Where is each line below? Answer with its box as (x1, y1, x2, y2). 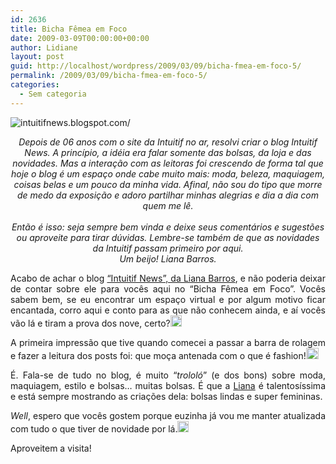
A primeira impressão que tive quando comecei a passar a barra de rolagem (10, 336, 326, 348)
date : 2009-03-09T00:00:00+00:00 (10, 33, 150, 43)
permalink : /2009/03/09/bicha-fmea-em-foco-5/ (10, 71, 208, 81)
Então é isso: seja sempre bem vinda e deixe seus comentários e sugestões (11, 221, 325, 233)
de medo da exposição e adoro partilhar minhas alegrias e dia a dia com (17, 189, 319, 201)
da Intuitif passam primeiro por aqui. (92, 242, 244, 254)
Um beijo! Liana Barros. (119, 252, 217, 265)
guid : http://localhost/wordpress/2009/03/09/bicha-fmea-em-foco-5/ (10, 61, 302, 71)
